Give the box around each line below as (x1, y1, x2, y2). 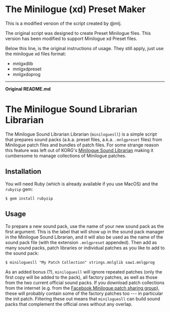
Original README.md (5, 86, 51, 92)
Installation (5, 167, 41, 176)
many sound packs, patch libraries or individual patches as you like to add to (5, 245, 165, 251)
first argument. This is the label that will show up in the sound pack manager (5, 228, 164, 235)
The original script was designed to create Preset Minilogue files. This (5, 30, 151, 36)
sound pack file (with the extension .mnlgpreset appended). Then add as (5, 239, 157, 245)
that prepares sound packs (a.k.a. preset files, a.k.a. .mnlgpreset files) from (5, 136, 162, 142)
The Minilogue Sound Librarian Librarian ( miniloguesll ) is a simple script (5, 131, 157, 137)
